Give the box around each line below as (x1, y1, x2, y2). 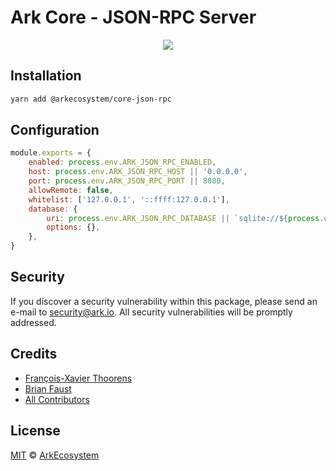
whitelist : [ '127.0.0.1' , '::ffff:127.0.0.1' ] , (28, 194, 230, 205)
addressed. (10, 316, 57, 328)
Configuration (10, 122, 100, 139)
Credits (10, 346, 58, 363)
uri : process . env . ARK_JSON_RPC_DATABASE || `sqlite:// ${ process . (46, 213, 325, 223)
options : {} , (46, 222, 101, 233)
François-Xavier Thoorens (24, 372, 133, 384)
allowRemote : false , (28, 185, 114, 195)
